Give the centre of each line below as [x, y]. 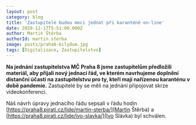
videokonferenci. [26, 91]
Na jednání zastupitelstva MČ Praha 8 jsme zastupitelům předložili [89, 67]
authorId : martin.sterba [36, 39]
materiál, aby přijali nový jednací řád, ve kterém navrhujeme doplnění [92, 73]
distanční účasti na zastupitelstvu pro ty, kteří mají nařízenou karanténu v [98, 79]
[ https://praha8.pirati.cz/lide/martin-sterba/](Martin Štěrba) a [80, 109]
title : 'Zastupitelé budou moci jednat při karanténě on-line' [85, 22]
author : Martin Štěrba [34, 34]
